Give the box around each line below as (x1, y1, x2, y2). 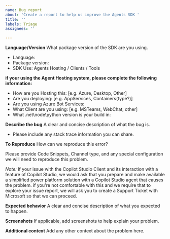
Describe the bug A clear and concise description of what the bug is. (5, 122, 150, 128)
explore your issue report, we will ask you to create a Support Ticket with (5, 188, 158, 194)
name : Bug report (5, 7, 42, 13)
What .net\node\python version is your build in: (12, 112, 111, 118)
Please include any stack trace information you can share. (12, 131, 134, 137)
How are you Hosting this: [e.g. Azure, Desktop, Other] (12, 90, 127, 96)
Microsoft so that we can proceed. (5, 193, 77, 199)
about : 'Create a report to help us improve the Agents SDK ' (5, 12, 140, 17)
